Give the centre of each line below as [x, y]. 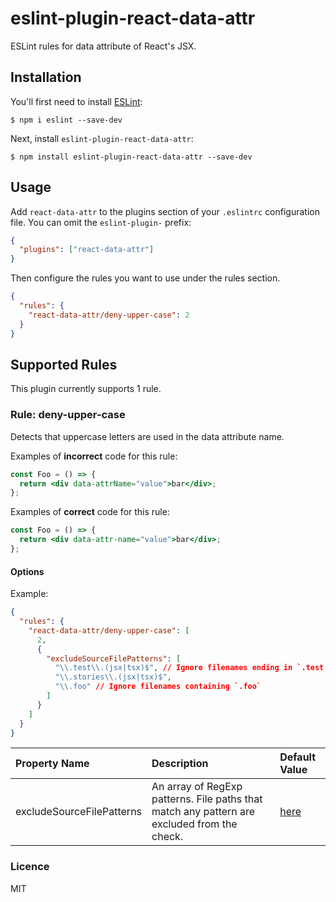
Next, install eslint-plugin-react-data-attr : [102, 138]
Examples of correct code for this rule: [90, 512]
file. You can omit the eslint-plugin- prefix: [101, 222]
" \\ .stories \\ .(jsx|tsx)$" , [113, 677]
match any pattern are [203, 812]
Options [27, 571]
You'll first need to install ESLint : [76, 101]
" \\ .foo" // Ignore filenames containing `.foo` [158, 687]
